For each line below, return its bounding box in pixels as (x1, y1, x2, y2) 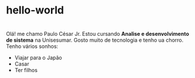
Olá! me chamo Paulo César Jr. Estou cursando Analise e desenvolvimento (6, 30, 189, 38)
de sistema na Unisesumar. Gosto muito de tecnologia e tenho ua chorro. (6, 36, 184, 44)
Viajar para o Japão (14, 54, 62, 62)
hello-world (6, 4, 65, 17)
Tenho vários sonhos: (6, 43, 59, 50)
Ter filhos (14, 67, 38, 74)
